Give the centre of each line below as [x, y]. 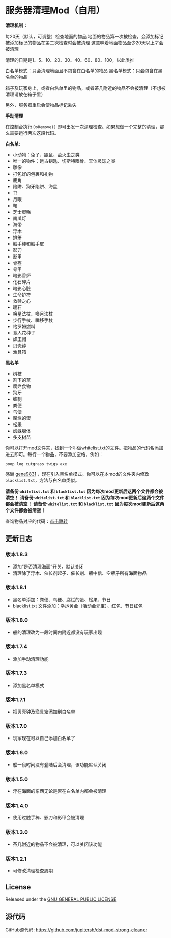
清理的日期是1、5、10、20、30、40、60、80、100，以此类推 [70, 60]
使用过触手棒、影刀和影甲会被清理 [48, 818]
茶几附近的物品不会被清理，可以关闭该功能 [57, 844]
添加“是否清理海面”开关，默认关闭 [48, 566]
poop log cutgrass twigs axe [36, 464]
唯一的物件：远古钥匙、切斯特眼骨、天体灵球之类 [64, 161]
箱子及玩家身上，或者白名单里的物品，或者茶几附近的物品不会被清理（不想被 [85, 88]
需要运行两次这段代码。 [34, 133]
